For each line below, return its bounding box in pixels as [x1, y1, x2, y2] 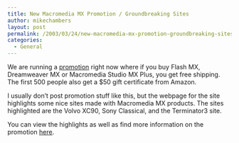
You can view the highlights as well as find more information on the [7, 120, 204, 128]
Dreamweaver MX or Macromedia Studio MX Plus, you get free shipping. [7, 70, 221, 79]
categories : [7, 37, 43, 44]
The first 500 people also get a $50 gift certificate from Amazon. [7, 78, 197, 86]
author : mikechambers [7, 17, 72, 24]
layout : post [7, 23, 46, 30]
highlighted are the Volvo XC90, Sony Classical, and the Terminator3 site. [7, 107, 222, 115]
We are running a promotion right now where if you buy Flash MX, [7, 63, 201, 71]
